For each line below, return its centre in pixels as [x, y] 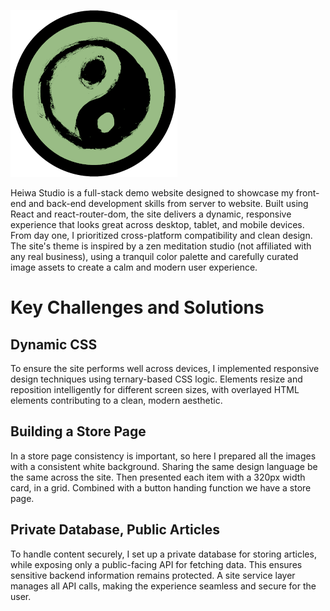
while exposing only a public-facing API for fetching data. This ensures [156, 564]
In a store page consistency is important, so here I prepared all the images [163, 456]
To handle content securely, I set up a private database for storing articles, [163, 554]
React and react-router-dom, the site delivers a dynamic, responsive [151, 214]
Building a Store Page [78, 431]
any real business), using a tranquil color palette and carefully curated [154, 256]
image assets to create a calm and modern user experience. [134, 267]
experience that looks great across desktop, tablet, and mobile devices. [157, 224]
